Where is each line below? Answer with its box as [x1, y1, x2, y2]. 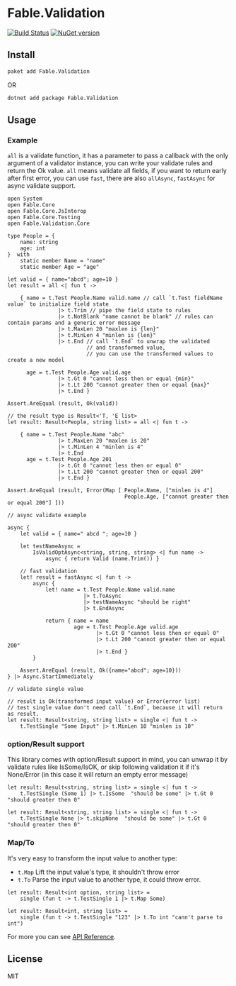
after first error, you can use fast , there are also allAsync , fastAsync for [7, 174, 216, 182]
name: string [20, 239, 59, 246]
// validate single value [7, 686, 83, 693]
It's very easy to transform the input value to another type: [7, 853, 177, 863]
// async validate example [7, 512, 87, 519]
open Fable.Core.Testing [7, 214, 81, 221]
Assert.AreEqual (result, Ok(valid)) [7, 400, 119, 407]
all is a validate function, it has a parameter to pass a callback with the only [7, 151, 229, 160]
